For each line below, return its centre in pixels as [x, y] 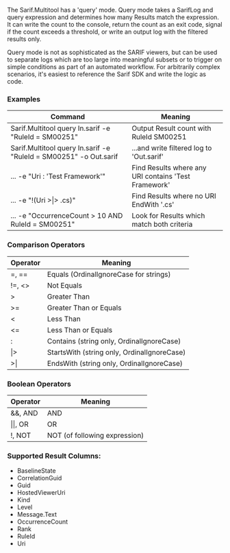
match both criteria [162, 224]
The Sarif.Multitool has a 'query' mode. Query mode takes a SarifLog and [110, 10]
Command [68, 117]
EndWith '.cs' [153, 205]
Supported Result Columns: [54, 456]
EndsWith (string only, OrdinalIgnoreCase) [115, 363]
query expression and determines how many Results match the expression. [113, 17]
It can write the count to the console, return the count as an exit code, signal [115, 24]
